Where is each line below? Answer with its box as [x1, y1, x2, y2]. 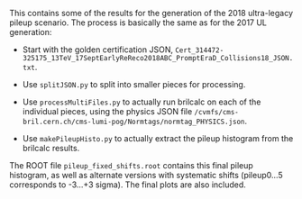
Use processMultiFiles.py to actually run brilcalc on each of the [22, 96, 261, 107]
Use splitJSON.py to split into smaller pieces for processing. [22, 79, 246, 89]
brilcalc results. [22, 143, 80, 153]
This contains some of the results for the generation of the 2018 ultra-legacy [9, 8, 294, 18]
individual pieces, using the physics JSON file [22, 106, 193, 116]
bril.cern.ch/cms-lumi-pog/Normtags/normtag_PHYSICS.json [22, 117, 245, 126]
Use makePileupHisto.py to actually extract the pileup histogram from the [22, 133, 294, 143]
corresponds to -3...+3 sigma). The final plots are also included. [9, 179, 246, 190]
